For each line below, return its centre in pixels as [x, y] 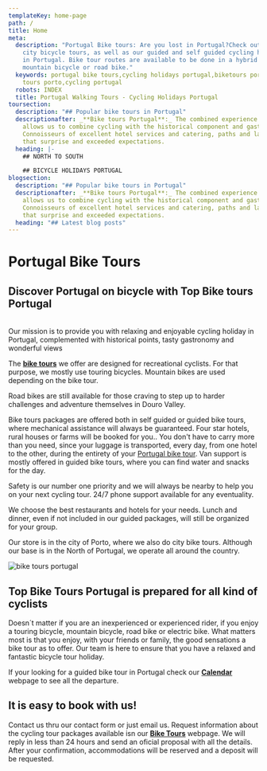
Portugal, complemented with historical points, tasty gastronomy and [121, 340]
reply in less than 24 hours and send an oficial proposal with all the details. [130, 742]
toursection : [30, 104]
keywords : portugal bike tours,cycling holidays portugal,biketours [131, 75]
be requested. [31, 758]
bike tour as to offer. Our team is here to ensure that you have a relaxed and [132, 648]
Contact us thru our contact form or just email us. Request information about [133, 725]
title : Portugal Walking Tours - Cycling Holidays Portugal [117, 97]
